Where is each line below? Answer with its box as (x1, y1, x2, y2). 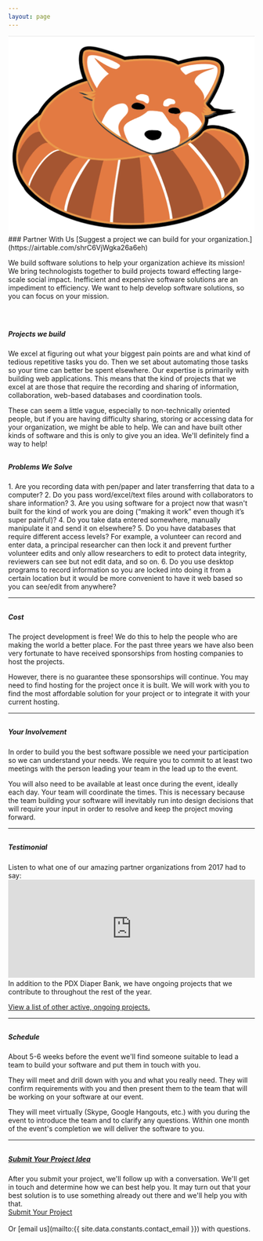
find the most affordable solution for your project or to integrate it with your (8, 689, 250, 699)
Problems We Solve (8, 462, 73, 471)
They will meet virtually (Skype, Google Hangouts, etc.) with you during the (8, 1108, 250, 1117)
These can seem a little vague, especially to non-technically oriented (8, 406, 231, 415)
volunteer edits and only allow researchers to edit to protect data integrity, (8, 549, 247, 558)
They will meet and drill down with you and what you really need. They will (8, 1075, 248, 1085)
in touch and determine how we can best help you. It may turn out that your (8, 1182, 251, 1192)
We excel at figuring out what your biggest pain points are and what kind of (8, 349, 250, 359)
